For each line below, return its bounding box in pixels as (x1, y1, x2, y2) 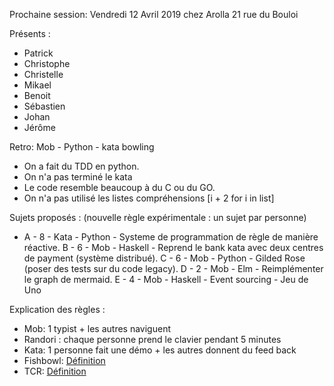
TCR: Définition (23, 365, 87, 377)
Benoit (23, 90, 51, 101)
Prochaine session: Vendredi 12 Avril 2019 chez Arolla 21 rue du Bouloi (9, 9, 299, 20)
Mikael (23, 79, 52, 91)
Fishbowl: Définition (23, 355, 106, 366)
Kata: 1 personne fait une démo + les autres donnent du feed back (23, 344, 297, 356)
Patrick (23, 47, 54, 59)
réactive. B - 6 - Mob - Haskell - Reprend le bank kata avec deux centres (23, 242, 324, 253)
